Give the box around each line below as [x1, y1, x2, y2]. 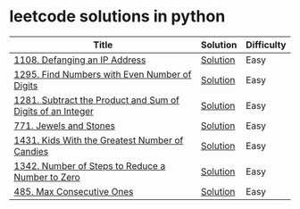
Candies [13, 145, 49, 157]
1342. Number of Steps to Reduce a [13, 159, 166, 171]
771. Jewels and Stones [13, 119, 116, 131]
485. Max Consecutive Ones [13, 185, 134, 197]
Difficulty [245, 38, 287, 51]
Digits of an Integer [13, 104, 94, 117]
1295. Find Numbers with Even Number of [13, 68, 192, 80]
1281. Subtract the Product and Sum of [13, 94, 180, 106]
